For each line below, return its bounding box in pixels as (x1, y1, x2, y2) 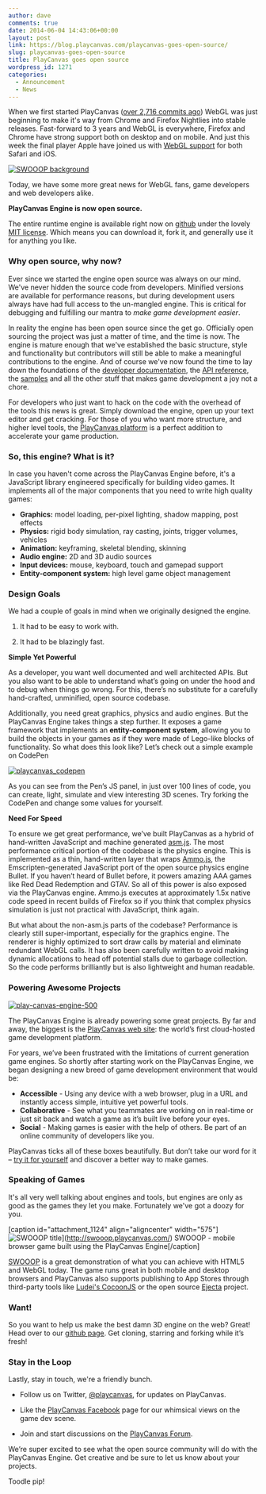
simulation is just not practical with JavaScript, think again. (8, 905, 199, 915)
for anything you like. (8, 236, 77, 246)
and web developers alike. (8, 188, 94, 198)
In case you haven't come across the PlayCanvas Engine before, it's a (8, 469, 236, 478)
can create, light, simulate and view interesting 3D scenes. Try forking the (8, 790, 249, 800)
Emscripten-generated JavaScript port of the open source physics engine (8, 862, 249, 873)
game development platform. (8, 1032, 103, 1042)
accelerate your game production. (8, 431, 120, 440)
